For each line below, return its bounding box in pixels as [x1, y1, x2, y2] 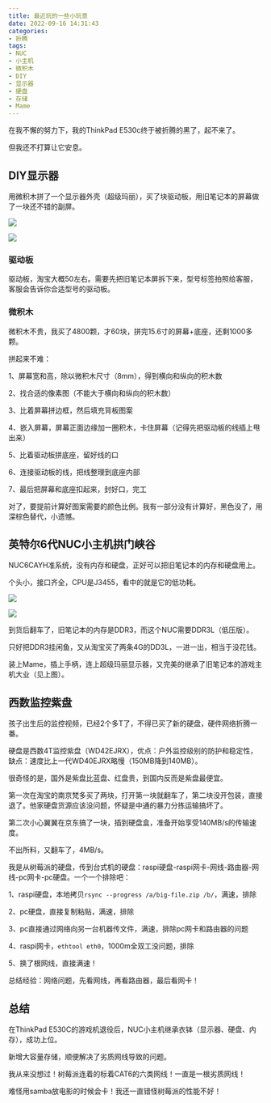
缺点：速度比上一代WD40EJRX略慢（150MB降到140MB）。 [8, 756, 202, 766]
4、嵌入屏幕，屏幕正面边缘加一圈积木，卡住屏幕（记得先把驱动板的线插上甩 [8, 422, 261, 432]
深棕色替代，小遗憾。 [8, 511, 79, 521]
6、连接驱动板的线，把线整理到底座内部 [8, 467, 140, 477]
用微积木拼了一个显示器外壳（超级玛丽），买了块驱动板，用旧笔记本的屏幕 [8, 191, 252, 201]
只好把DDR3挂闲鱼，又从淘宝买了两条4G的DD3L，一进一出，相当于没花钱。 [8, 643, 261, 652]
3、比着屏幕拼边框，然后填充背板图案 [8, 405, 133, 415]
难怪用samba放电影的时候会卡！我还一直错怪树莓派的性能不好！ [8, 1086, 222, 1096]
